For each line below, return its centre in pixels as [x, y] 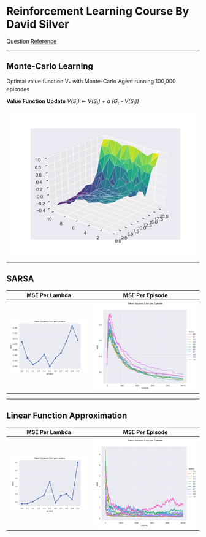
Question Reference [32, 41]
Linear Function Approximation [67, 415]
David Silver [38, 24]
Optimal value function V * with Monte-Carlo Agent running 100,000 [91, 82]
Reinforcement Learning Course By [98, 11]
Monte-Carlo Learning [50, 67]
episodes [18, 89]
